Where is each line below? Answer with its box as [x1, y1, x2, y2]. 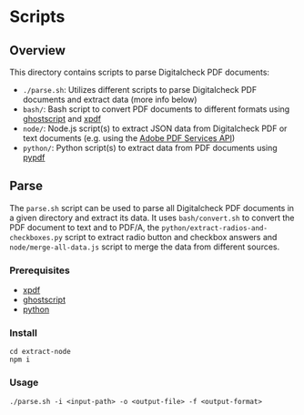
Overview [9, 43, 66, 58]
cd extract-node [9, 348, 71, 357]
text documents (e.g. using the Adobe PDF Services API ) [22, 133, 236, 143]
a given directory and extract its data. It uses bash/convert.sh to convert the [9, 212, 295, 223]
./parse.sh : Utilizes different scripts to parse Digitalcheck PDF [22, 85, 258, 95]
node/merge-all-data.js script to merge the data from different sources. [9, 241, 280, 252]
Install [9, 327, 38, 339]
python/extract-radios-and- [161, 223, 269, 233]
